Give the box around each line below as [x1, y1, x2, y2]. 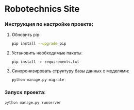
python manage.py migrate [11, 77, 64, 82]
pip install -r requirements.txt [11, 59, 80, 64]
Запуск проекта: [4, 89, 46, 96]
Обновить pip [11, 32, 40, 37]
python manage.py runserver [4, 100, 62, 105]
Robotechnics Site [4, 3, 80, 15]
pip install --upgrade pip [11, 41, 67, 46]
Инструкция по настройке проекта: [4, 21, 94, 28]
